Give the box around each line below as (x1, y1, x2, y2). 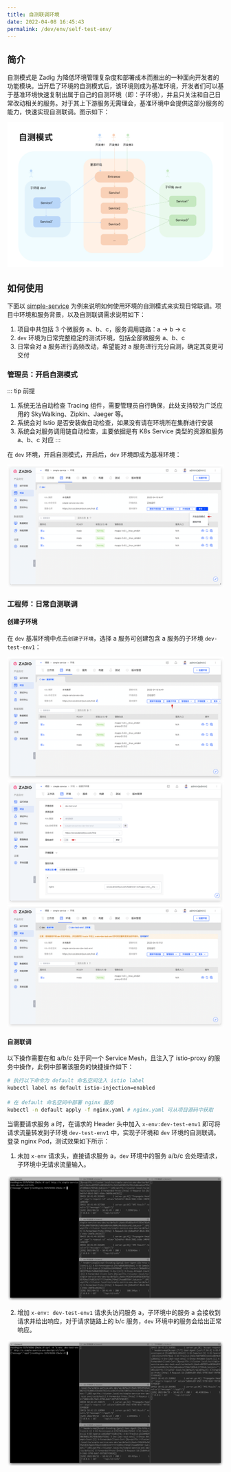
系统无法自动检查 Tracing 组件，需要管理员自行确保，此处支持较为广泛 (16, 402, 217, 410)
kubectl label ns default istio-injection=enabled (7, 1085, 155, 1092)
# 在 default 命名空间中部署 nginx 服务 (7, 1099, 114, 1106)
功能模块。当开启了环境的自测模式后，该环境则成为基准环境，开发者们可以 (7, 82, 218, 90)
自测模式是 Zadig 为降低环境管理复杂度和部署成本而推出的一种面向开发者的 (7, 73, 220, 82)
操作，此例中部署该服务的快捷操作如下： (19, 1063, 134, 1071)
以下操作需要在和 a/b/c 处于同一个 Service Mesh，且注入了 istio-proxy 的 (7, 1054, 214, 1062)
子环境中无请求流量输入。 (16, 1160, 90, 1168)
